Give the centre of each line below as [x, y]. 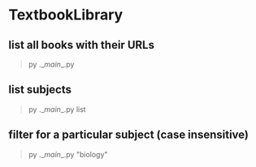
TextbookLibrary [66, 15]
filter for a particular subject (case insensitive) [129, 135]
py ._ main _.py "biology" [68, 154]
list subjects [40, 90]
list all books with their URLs [81, 45]
